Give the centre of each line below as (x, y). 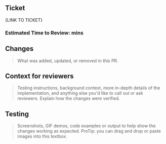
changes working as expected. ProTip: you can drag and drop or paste (89, 131)
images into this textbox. (42, 136)
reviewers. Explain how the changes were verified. (68, 99)
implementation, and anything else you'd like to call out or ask (80, 93)
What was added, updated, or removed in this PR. (68, 61)
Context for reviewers (40, 76)
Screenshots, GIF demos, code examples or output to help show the (86, 126)
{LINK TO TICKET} (24, 20)
